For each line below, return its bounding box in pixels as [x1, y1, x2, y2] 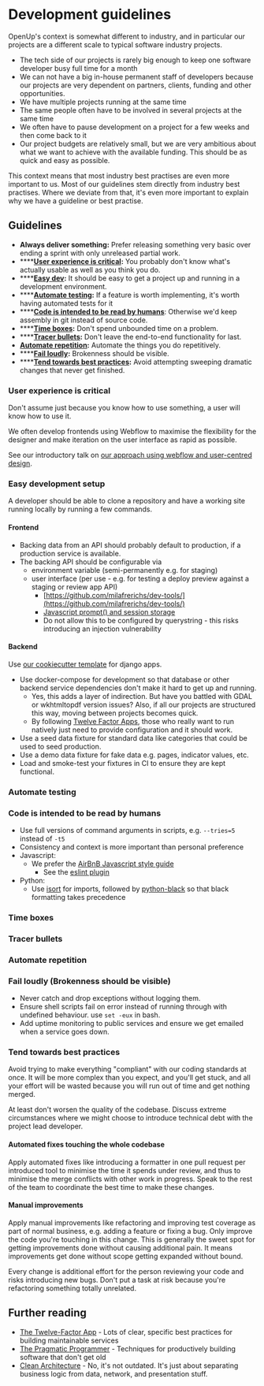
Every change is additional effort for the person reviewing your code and [8, 1266, 244, 1276]
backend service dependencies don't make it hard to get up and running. [19, 683, 257, 693]
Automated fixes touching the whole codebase [8, 1139, 165, 1149]
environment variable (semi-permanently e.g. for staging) [31, 565, 218, 574]
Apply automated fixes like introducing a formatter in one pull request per [8, 1157, 246, 1167]
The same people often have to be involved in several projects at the [19, 105, 242, 115]
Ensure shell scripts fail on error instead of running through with [19, 1002, 227, 1012]
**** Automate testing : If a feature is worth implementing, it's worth [19, 290, 240, 299]
